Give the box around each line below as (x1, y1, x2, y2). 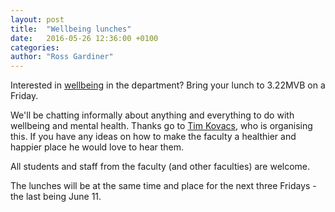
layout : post (10, 14, 65, 25)
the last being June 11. (10, 191, 102, 203)
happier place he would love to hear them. (10, 141, 185, 153)
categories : (10, 42, 60, 53)
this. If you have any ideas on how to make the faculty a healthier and (10, 131, 297, 143)
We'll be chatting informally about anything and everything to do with (10, 109, 295, 121)
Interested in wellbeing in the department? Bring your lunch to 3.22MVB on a (10, 79, 326, 91)
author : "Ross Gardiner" (10, 52, 114, 62)
